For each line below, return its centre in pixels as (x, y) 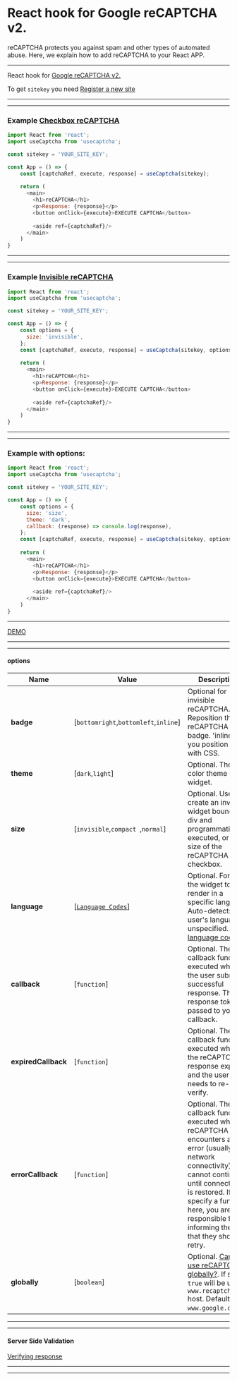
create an (203, 803)
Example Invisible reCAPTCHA (61, 277)
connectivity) (209, 1166)
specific (201, 902)
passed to (204, 1011)
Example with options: (47, 454)
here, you (203, 1210)
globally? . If (206, 1274)
